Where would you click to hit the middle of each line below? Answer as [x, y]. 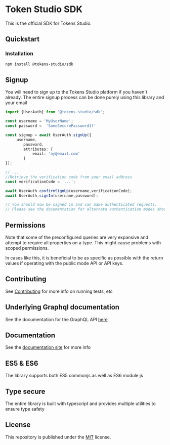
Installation [19, 54]
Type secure [25, 391]
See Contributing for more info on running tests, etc [59, 291]
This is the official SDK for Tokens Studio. [49, 23]
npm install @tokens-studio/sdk [39, 64]
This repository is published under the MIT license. [58, 437]
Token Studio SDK [44, 9]
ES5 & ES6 [22, 363]
